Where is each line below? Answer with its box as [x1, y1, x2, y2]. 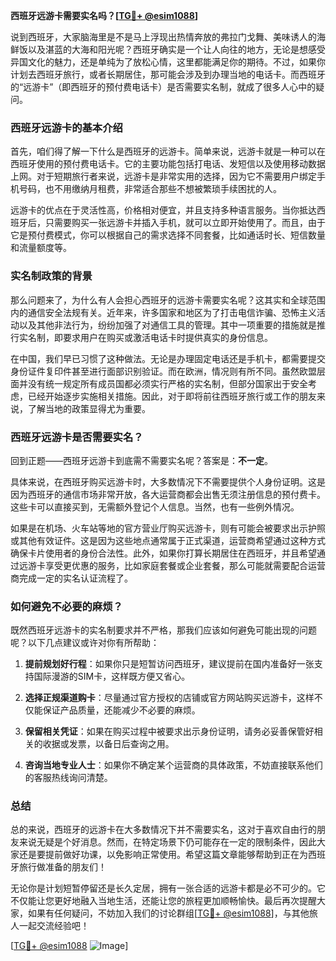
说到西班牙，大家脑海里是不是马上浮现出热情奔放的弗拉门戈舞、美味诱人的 [10, 31, 317, 43]
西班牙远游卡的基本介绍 [10, 120, 123, 134]
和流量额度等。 [10, 242, 72, 254]
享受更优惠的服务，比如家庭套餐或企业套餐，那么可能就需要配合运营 [44, 559, 326, 571]
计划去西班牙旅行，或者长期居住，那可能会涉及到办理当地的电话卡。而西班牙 [10, 69, 326, 80]
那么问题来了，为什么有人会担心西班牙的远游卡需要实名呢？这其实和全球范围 [10, 294, 326, 306]
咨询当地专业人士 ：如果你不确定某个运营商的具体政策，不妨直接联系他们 [24, 759, 323, 771]
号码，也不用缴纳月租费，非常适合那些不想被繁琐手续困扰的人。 [18, 183, 282, 195]
